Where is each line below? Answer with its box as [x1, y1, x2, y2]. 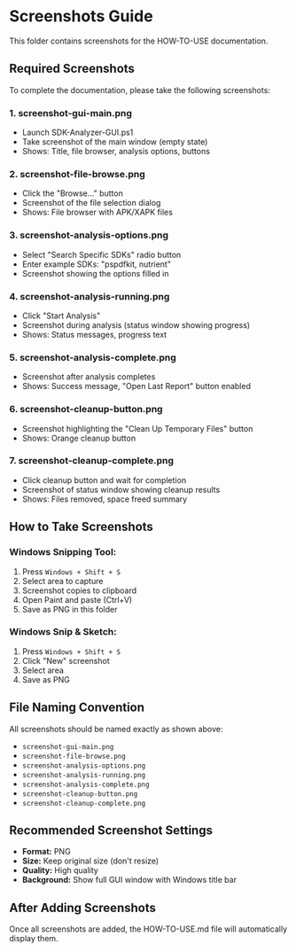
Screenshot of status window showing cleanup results [21, 484, 221, 495]
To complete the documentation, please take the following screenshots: [9, 84, 270, 95]
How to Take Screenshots [9, 519, 153, 535]
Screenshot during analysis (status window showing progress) [21, 319, 251, 330]
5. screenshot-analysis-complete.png [9, 351, 177, 363]
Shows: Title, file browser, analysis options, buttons [21, 146, 211, 157]
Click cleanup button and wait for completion [21, 474, 187, 485]
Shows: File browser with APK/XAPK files [21, 207, 173, 218]
